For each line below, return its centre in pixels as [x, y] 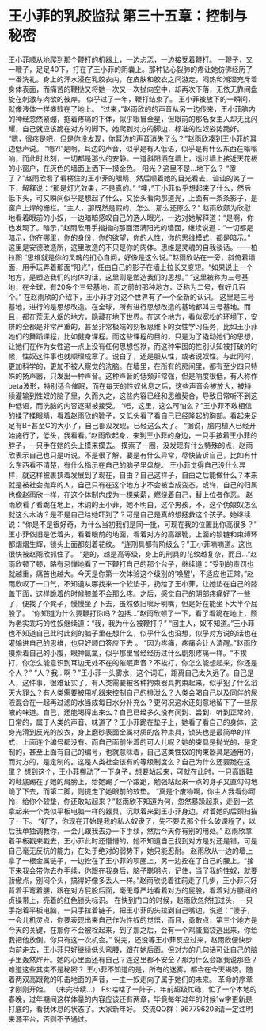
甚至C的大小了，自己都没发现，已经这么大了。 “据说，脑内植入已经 [140, 425]
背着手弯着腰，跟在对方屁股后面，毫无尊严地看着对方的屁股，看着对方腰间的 [133, 890]
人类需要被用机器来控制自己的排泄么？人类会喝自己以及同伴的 [150, 692]
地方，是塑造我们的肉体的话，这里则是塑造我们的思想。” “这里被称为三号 [125, 277]
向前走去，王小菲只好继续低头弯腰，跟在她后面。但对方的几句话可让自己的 [129, 950]
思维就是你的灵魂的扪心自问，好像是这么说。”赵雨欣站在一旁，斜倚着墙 [141, 257]
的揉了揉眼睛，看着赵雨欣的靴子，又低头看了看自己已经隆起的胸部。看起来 [129, 415]
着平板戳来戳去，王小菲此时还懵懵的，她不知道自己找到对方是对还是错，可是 [133, 840]
